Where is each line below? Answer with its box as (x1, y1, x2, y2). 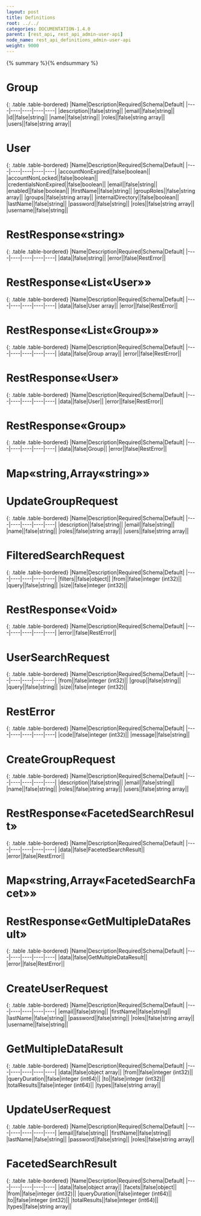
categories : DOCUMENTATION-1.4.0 (6, 25, 91, 32)
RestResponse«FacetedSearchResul (6, 806, 194, 820)
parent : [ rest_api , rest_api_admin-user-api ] (6, 32, 123, 38)
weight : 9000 (6, 43, 39, 49)
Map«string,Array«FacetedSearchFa (6, 874, 196, 888)
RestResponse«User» (6, 371, 119, 385)
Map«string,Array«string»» (6, 467, 150, 480)
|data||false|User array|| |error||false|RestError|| (58, 302, 178, 309)
